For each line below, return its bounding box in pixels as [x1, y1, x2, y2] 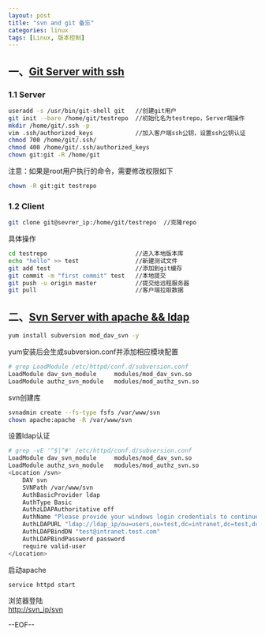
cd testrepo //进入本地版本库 [8, 250, 184, 258]
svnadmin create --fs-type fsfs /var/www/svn [8, 408, 160, 416]
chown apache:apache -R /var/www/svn [8, 416, 132, 423]
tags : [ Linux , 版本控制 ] [8, 33, 85, 42]
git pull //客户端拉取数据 [8, 286, 184, 295]
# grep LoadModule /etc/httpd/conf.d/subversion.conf [8, 363, 189, 371]
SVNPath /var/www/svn [22, 484, 93, 491]
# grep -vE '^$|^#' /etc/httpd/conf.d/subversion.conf [8, 447, 192, 455]
